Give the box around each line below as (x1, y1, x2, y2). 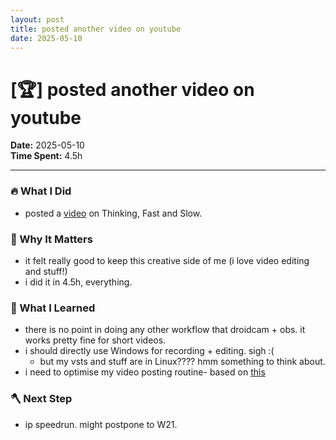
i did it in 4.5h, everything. (24, 276, 133, 288)
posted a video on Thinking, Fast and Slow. (24, 207, 203, 219)
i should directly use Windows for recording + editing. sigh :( (24, 345, 275, 357)
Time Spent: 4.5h (10, 150, 83, 162)
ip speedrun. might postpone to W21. (24, 418, 178, 430)
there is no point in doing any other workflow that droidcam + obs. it (24, 324, 306, 336)
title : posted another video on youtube (10, 24, 182, 34)
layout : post (10, 14, 65, 25)
